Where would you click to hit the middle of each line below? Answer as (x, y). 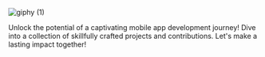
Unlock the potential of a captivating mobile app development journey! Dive (132, 27)
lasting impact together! (47, 44)
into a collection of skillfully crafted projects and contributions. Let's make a (133, 36)
